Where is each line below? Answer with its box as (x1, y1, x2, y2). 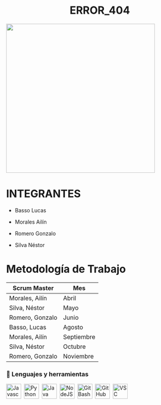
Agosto (63, 323, 83, 331)
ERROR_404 (69, 4, 131, 17)
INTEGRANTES (6, 187, 81, 200)
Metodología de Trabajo (6, 262, 126, 276)
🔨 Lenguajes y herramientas (6, 370, 89, 378)
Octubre (63, 342, 86, 351)
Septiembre (63, 332, 96, 341)
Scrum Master (12, 284, 54, 292)
